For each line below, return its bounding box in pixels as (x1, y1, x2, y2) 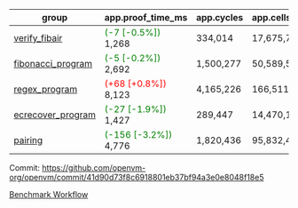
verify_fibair (13, 32, 63, 44)
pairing (13, 134, 43, 146)
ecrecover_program (13, 108, 96, 121)
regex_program (13, 84, 78, 95)
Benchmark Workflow (9, 189, 89, 199)
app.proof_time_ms (104, 12, 188, 23)
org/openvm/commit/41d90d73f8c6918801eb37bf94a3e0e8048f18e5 (9, 172, 264, 182)
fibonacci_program (13, 58, 93, 69)
